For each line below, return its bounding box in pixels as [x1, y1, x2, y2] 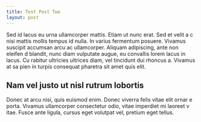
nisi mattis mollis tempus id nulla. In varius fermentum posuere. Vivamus [6, 37, 186, 44]
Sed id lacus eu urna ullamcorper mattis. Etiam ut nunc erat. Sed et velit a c [6, 31, 193, 38]
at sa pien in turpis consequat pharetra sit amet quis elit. [6, 63, 146, 70]
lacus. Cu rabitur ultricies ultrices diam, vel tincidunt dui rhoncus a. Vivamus [6, 56, 196, 64]
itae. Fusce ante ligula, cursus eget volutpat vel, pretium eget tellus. [6, 109, 174, 116]
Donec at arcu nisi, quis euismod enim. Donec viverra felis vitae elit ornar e [6, 96, 193, 103]
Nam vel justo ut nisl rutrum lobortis [6, 80, 144, 90]
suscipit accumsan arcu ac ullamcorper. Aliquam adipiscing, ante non [6, 43, 179, 51]
